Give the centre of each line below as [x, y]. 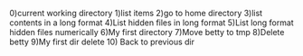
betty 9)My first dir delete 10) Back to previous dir [102, 42]
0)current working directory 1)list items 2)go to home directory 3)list [136, 13]
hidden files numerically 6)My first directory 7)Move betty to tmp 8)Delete [147, 32]
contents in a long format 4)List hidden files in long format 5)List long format [151, 23]
